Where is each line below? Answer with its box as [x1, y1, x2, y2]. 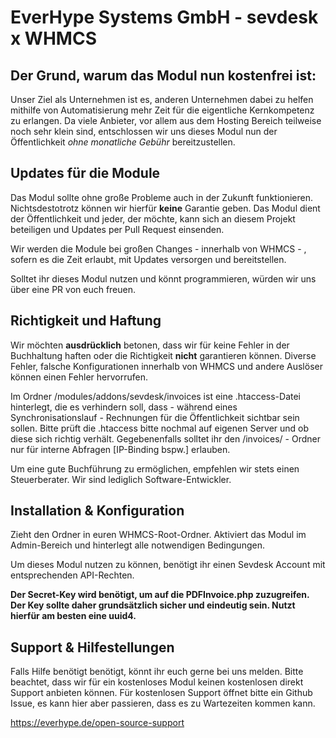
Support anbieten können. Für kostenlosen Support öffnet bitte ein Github [10, 687, 313, 699]
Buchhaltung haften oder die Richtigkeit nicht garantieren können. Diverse [10, 349, 317, 361]
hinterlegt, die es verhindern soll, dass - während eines [10, 401, 238, 413]
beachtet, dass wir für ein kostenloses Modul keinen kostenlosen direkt [10, 676, 304, 688]
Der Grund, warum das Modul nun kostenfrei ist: [10, 67, 317, 84]
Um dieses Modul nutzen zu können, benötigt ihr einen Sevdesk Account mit [10, 559, 326, 571]
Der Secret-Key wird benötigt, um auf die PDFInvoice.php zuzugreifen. [10, 589, 310, 601]
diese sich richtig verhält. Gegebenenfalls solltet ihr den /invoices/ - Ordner [10, 432, 321, 445]
